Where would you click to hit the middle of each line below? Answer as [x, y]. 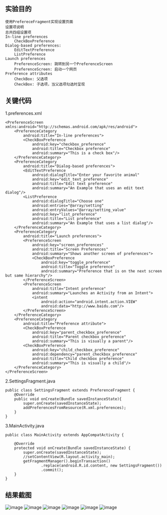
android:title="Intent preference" [69, 288]
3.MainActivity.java [25, 425]
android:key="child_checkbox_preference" [76, 350]
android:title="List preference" [66, 218]
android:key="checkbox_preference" [69, 144]
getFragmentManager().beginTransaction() [67, 461]
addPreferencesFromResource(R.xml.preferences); [75, 407]
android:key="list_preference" [64, 214]
